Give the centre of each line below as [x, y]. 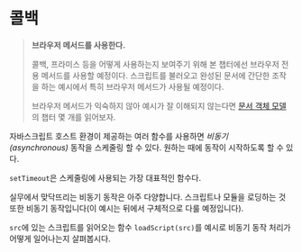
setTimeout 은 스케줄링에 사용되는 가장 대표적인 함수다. [105, 177]
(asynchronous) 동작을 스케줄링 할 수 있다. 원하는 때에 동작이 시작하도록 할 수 [146, 147]
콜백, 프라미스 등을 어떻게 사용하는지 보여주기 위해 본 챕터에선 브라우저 [155, 64]
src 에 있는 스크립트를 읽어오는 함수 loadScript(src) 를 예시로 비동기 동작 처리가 [150, 227]
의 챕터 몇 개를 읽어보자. [73, 117]
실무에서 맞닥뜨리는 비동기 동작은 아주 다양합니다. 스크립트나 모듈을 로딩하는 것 [148, 197]
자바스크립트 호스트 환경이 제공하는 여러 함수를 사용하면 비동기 [119, 136]
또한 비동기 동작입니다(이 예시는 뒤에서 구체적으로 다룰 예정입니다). [127, 208]
